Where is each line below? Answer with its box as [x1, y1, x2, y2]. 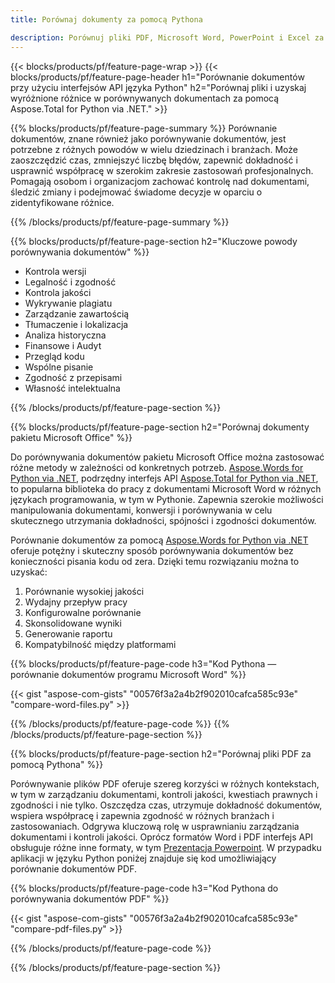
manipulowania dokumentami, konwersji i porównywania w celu [10, 504, 273, 516]
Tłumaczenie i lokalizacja [24, 318, 129, 330]
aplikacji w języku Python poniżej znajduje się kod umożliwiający [10, 852, 277, 864]
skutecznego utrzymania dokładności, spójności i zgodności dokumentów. [10, 514, 317, 526]
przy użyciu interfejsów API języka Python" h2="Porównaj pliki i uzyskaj [10, 81, 307, 93]
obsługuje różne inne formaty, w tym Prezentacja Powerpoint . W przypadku [10, 841, 322, 853]
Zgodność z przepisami [24, 371, 123, 383]
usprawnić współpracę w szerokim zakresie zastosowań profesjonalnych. [10, 164, 314, 176]
